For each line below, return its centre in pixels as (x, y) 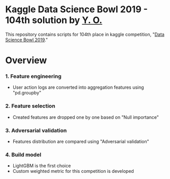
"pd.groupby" (27, 93)
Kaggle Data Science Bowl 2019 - (77, 9)
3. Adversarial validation (36, 130)
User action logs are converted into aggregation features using (78, 87)
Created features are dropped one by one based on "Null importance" (86, 117)
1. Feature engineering (33, 76)
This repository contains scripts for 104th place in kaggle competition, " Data (85, 34)
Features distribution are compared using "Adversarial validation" (81, 142)
